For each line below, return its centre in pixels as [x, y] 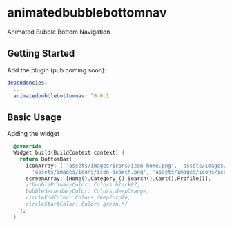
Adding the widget [33, 134]
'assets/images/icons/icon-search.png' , [91, 172]
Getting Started [41, 53]
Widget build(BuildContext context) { [69, 153]
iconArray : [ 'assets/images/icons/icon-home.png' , [101, 166]
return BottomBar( [46, 159]
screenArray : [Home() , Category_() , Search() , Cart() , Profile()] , [118, 178]
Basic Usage [35, 117]
